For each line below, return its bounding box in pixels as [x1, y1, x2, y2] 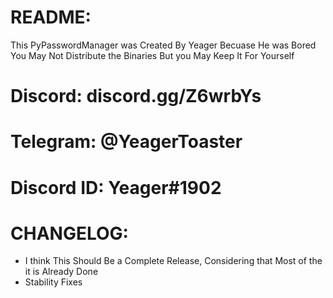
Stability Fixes [24, 276, 83, 288]
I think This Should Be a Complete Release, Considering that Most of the [24, 255, 323, 267]
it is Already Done [24, 266, 99, 278]
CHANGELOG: [10, 222, 129, 245]
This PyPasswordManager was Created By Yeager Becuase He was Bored [10, 39, 317, 51]
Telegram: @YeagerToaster [10, 131, 243, 153]
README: [10, 6, 92, 29]
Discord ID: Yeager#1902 [10, 176, 222, 199]
